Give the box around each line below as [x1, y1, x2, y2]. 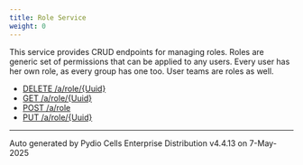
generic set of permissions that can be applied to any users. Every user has [9, 56, 290, 67]
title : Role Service [9, 13, 87, 23]
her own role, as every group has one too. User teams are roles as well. [9, 65, 274, 77]
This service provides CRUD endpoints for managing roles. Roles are [9, 46, 264, 57]
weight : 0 [9, 22, 47, 31]
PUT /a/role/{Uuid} [22, 112, 93, 123]
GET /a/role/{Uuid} [22, 92, 93, 104]
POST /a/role [22, 102, 71, 113]
